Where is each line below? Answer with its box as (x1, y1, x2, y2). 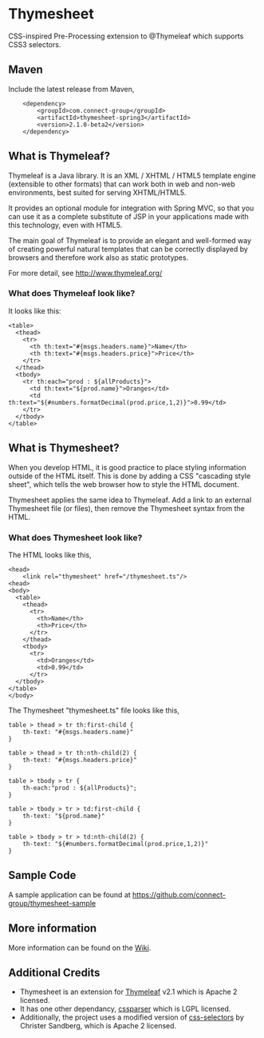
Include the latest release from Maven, (8, 84, 135, 94)
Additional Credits (8, 965, 100, 980)
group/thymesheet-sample (8, 898, 97, 908)
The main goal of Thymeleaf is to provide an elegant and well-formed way (8, 235, 252, 245)
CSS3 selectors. (8, 39, 61, 49)
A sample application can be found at (8, 889, 132, 900)
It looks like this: (8, 305, 61, 316)
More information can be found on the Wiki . (8, 943, 152, 952)
